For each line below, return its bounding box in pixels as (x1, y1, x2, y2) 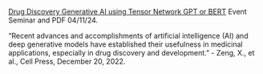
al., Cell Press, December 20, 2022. (8, 56, 126, 66)
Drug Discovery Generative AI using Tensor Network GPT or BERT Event (8, 7, 247, 16)
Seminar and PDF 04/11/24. (8, 15, 99, 25)
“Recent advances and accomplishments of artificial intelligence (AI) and (8, 31, 249, 40)
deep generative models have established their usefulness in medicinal (8, 39, 243, 49)
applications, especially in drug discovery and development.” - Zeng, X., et (8, 48, 255, 57)
